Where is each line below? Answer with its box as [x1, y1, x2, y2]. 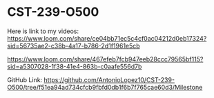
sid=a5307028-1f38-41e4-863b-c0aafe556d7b [7, 62, 142, 70]
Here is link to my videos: [7, 27, 79, 35]
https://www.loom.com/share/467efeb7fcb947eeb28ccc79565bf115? [7, 55, 204, 63]
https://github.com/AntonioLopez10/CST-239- [43, 75, 175, 84]
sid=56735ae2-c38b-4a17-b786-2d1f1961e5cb [7, 41, 140, 50]
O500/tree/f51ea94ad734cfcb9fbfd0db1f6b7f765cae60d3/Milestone [7, 83, 203, 91]
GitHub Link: [7, 75, 43, 84]
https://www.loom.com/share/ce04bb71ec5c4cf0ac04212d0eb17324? [7, 34, 207, 42]
